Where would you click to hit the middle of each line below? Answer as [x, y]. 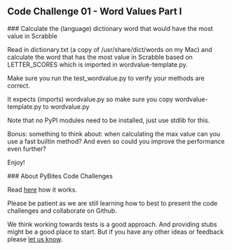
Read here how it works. [42, 190]
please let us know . [35, 239]
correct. [19, 85]
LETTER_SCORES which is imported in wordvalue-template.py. [97, 64]
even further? [27, 149]
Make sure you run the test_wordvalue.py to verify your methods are [106, 78]
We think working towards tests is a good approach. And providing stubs [112, 224]
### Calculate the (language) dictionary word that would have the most [110, 28]
